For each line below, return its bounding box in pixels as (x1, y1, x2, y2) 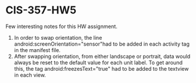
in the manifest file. (14, 46, 61, 53)
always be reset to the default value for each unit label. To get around (14, 59, 183, 66)
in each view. (14, 71, 46, 78)
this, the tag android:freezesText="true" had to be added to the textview (14, 65, 189, 72)
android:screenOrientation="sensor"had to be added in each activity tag (14, 40, 190, 47)
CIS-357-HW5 (5, 4, 77, 17)
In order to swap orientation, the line (14, 34, 102, 41)
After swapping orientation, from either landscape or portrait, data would (14, 53, 191, 60)
